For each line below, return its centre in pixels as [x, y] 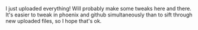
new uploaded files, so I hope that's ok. [54, 21]
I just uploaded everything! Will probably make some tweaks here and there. [99, 9]
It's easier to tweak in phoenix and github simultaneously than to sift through [99, 15]
